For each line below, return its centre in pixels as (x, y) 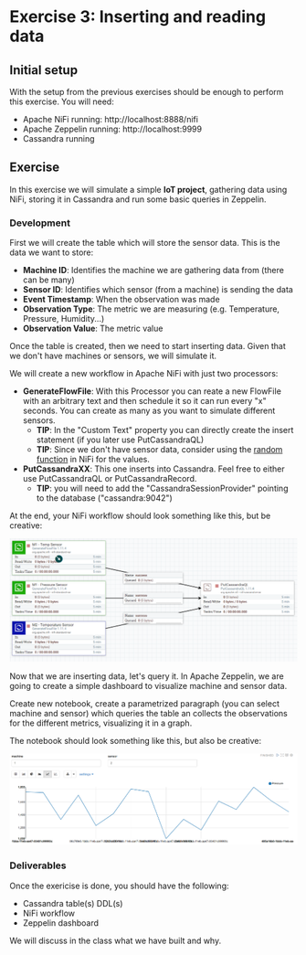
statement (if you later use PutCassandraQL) (120, 440)
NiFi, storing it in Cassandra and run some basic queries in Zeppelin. (138, 199)
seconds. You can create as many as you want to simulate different (149, 411)
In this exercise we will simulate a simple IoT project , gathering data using (148, 189)
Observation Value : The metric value (93, 329)
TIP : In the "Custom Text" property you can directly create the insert (165, 430)
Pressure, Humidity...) (63, 319)
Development (40, 223)
